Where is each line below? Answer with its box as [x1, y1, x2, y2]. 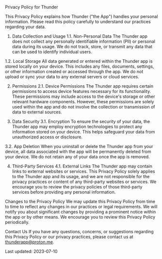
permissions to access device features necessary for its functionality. [12, 89, 151, 94]
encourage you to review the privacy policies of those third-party [12, 184, 143, 189]
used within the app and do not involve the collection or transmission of [12, 104, 155, 110]
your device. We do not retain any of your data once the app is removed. [5, 154, 150, 160]
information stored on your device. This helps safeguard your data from [12, 129, 155, 134]
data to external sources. [12, 109, 62, 115]
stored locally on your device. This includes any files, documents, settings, [5, 63, 154, 69]
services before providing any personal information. [12, 189, 116, 195]
